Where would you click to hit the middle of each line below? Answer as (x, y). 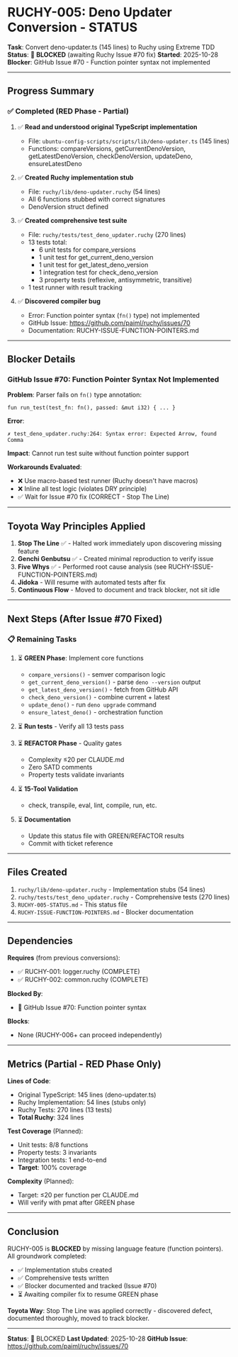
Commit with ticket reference (70, 843)
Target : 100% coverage (52, 1168)
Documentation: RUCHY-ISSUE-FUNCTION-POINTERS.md (114, 330)
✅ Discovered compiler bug (59, 301)
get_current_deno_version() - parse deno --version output (114, 682)
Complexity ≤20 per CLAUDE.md (76, 759)
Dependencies (40, 941)
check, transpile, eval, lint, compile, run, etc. (92, 805)
